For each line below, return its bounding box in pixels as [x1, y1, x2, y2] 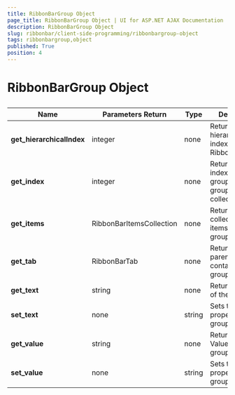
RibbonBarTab [92, 257, 138, 267]
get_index [10, 177, 45, 187]
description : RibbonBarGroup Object [7, 23, 114, 30]
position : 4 [7, 50, 42, 57]
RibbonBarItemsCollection [92, 219, 178, 229]
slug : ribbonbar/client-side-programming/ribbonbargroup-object [7, 29, 199, 37]
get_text [10, 286, 39, 295]
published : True [7, 43, 55, 50]
